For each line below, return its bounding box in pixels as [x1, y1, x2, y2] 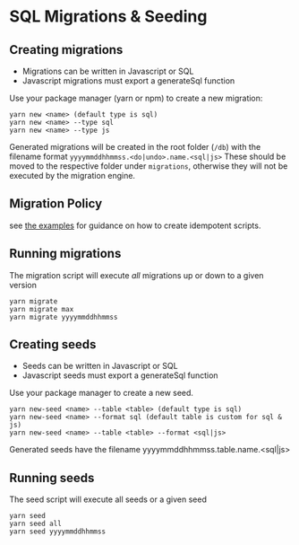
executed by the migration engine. [9, 171, 136, 180]
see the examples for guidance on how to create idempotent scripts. [9, 220, 261, 231]
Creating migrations [9, 42, 124, 57]
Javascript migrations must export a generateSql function [21, 75, 235, 86]
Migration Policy [9, 196, 103, 212]
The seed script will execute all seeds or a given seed [9, 494, 208, 505]
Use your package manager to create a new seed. [9, 388, 194, 399]
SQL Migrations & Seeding [9, 6, 208, 27]
